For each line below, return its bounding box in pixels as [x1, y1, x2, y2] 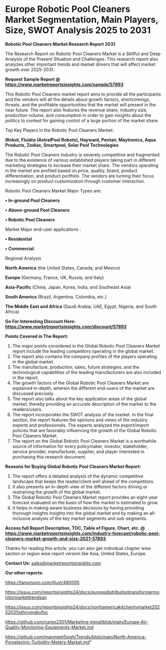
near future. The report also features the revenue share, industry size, [5, 107, 148, 113]
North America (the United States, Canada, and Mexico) [5, 265, 120, 271]
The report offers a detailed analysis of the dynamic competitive [12, 473, 144, 479]
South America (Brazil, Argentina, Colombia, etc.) [5, 293, 107, 299]
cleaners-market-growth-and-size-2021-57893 [5, 536, 106, 542]
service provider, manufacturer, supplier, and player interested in [12, 449, 145, 455]
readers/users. [12, 406, 43, 412]
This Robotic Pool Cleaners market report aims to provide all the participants [5, 91, 161, 97]
